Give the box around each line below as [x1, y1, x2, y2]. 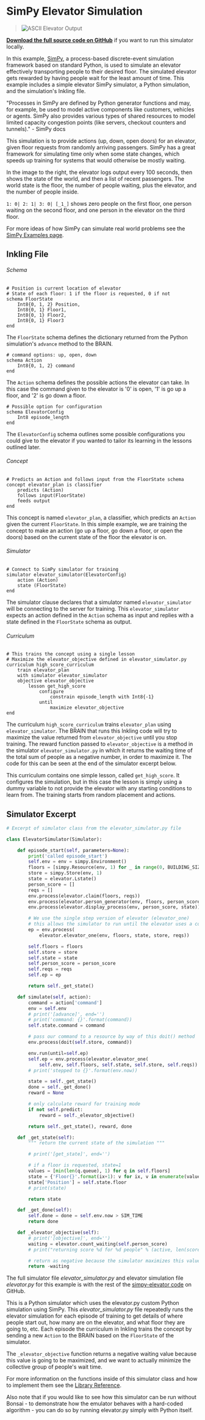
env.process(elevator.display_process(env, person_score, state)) [28, 904, 201, 910]
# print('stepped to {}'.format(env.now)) [28, 1067, 138, 1073]
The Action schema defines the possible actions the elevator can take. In [6, 379, 190, 386]
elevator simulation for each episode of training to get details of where [6, 1312, 183, 1320]
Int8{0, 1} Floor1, [17, 306, 67, 313]
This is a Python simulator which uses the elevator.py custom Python [6, 1299, 179, 1307]
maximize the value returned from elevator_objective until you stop [6, 734, 178, 741]
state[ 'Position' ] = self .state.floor [28, 1179, 127, 1185]
